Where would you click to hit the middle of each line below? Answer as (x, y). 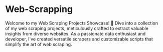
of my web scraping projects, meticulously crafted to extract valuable (77, 28)
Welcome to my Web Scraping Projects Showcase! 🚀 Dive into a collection (81, 23)
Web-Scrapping (39, 9)
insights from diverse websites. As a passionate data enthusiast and (75, 33)
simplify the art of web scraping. (39, 44)
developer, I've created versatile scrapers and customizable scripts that (79, 39)
